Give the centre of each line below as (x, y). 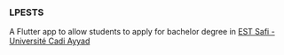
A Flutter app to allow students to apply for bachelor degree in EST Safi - (142, 32)
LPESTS (27, 12)
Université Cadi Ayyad (50, 41)
